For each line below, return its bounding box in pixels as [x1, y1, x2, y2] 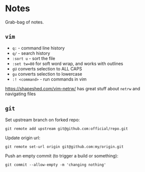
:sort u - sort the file [12, 55, 55, 61]
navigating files [5, 91, 36, 97]
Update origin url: [5, 135, 41, 141]
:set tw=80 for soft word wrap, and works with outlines [12, 61, 123, 66]
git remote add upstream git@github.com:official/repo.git [5, 126, 128, 131]
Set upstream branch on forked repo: [5, 117, 80, 123]
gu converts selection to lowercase [12, 71, 82, 77]
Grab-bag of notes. [5, 19, 44, 25]
